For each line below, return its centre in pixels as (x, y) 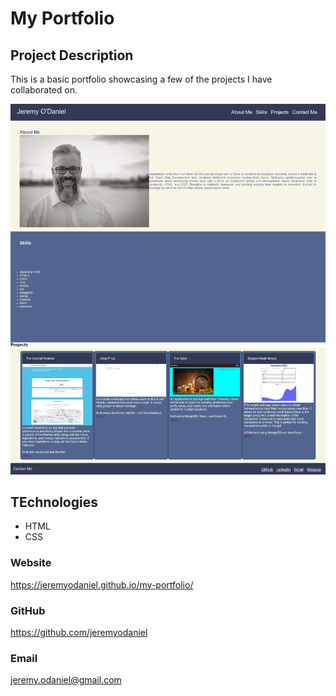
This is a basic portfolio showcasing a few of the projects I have (141, 79)
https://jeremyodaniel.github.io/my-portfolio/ (102, 584)
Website (31, 563)
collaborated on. (44, 90)
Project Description (72, 55)
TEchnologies (54, 502)
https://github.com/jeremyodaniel (79, 632)
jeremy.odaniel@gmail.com (66, 680)
